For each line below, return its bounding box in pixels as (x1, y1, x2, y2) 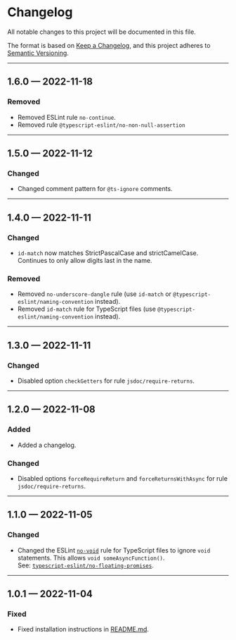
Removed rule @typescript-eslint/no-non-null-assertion (17, 121, 185, 129)
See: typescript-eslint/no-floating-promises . (17, 561, 155, 570)
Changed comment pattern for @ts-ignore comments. (17, 185, 173, 193)
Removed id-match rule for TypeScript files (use (17, 304, 157, 314)
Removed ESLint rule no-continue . (17, 113, 116, 121)
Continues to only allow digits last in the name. (17, 257, 152, 264)
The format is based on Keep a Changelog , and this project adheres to (7, 41, 211, 49)
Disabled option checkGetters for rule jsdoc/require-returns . (17, 376, 195, 385)
